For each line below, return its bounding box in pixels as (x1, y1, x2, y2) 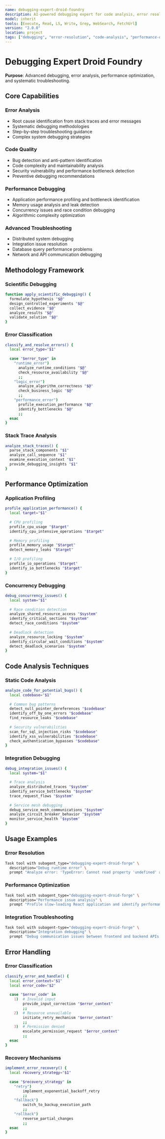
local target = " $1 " (9, 511, 48, 516)
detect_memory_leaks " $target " (9, 547, 74, 552)
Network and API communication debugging (12, 251, 102, 257)
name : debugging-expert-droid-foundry (5, 7, 84, 12)
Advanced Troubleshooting (5, 225, 72, 232)
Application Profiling (5, 495, 55, 502)
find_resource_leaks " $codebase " (9, 716, 78, 721)
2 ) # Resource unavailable (14, 1011, 71, 1016)
